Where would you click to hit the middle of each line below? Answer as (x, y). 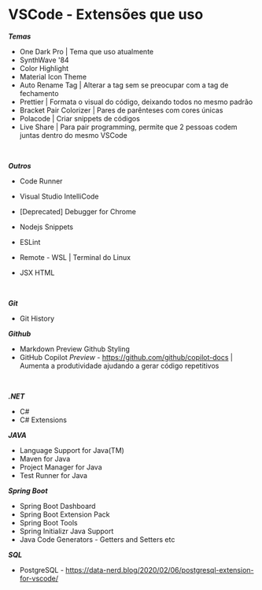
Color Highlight (44, 68)
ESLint (30, 242)
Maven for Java (45, 458)
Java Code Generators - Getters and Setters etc (97, 539)
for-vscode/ (39, 578)
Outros (20, 165)
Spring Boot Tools (48, 522)
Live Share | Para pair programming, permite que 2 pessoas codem (128, 127)
